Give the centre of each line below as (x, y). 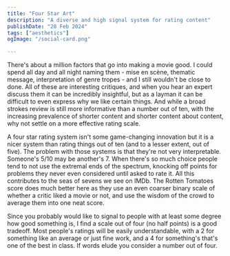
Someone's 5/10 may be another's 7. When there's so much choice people (113, 159)
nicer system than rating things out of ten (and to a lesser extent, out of (108, 144)
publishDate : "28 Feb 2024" (48, 26)
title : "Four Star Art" (41, 13)
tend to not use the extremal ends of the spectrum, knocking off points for (112, 166)
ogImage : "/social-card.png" (49, 39)
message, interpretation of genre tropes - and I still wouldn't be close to (109, 79)
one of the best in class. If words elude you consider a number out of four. (113, 246)
